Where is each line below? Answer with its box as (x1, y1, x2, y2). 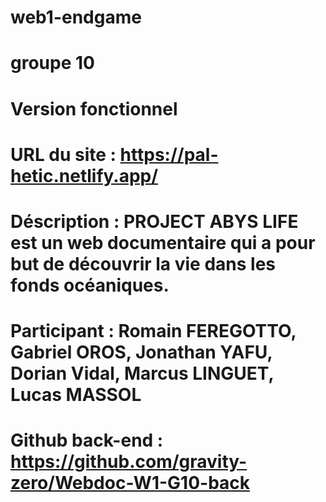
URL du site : (10, 143, 117, 166)
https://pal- (119, 143, 219, 166)
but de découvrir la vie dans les (10, 252, 277, 275)
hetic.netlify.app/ (10, 164, 159, 187)
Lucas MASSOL (10, 384, 142, 406)
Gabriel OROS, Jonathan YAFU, (10, 341, 273, 364)
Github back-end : (10, 429, 164, 452)
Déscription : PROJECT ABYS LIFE (10, 210, 299, 233)
